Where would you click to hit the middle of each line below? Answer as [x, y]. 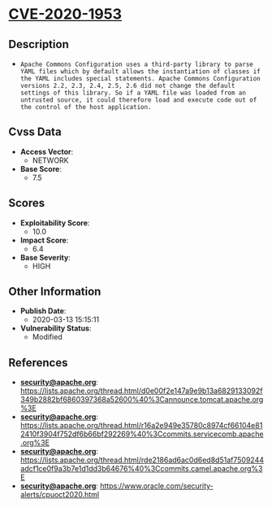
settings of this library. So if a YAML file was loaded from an [133, 93]
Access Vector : [47, 151]
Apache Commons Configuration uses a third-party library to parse [136, 64]
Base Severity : [45, 257]
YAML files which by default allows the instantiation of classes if [140, 72]
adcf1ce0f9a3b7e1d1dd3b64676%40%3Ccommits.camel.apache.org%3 [141, 469]
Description [39, 44]
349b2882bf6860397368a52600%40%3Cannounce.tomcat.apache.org [142, 400]
